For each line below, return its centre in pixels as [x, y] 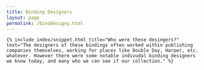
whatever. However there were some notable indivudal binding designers [101, 56]
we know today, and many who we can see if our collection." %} [90, 61]
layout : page [23, 18]
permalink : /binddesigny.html [45, 23]
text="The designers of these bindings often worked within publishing [100, 45]
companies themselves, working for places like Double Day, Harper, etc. [103, 51]
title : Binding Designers [39, 12]
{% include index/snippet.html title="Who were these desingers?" [93, 40]
